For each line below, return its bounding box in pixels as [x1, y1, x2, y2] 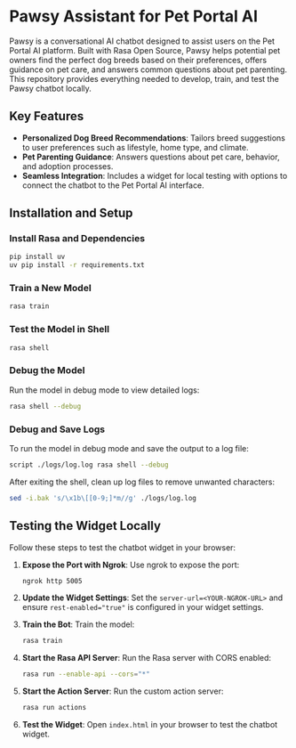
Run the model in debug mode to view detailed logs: [9, 385, 200, 395]
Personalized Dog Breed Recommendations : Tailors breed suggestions [21, 132, 286, 143]
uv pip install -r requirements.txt [9, 261, 145, 270]
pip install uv [9, 252, 66, 262]
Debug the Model [9, 364, 85, 377]
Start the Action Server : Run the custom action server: [21, 686, 224, 696]
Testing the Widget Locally [9, 518, 162, 533]
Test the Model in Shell [9, 323, 109, 336]
